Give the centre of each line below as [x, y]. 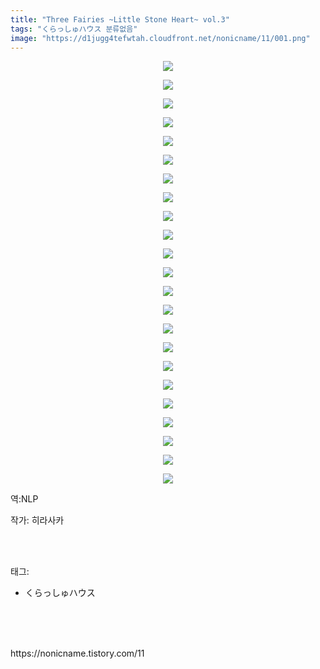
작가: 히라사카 [37, 520]
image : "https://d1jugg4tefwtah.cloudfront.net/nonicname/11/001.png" [160, 38]
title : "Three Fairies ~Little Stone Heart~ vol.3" [120, 19]
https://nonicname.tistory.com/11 [77, 653]
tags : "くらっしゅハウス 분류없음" [74, 29]
